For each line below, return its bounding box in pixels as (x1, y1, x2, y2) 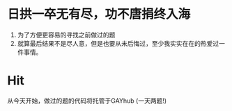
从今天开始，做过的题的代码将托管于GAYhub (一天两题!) (7, 96, 167, 105)
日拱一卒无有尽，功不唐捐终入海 (7, 6, 191, 22)
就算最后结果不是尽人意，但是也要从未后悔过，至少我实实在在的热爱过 (17, 39, 219, 47)
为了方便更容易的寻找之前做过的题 (17, 31, 116, 39)
